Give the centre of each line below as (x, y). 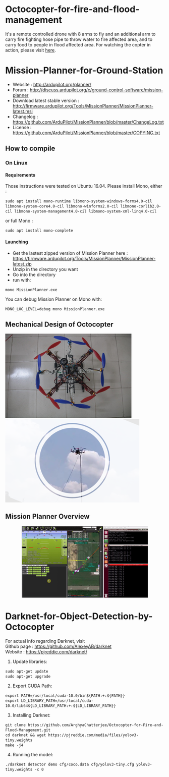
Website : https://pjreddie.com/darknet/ (46, 651)
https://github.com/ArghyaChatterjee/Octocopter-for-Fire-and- (96, 725)
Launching (17, 242)
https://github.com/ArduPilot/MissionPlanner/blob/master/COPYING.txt (86, 133)
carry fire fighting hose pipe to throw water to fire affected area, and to (79, 39)
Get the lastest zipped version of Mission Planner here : (70, 253)
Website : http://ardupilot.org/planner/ (52, 84)
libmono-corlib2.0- (141, 206)
